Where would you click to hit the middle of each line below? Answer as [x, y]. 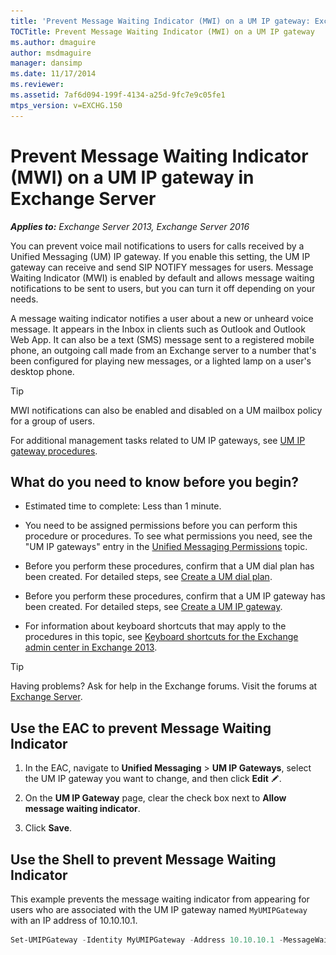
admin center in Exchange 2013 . [91, 647]
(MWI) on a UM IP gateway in [132, 177]
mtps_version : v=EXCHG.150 [66, 105]
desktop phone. [42, 371]
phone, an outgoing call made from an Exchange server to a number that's [163, 350]
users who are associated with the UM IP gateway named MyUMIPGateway [159, 909]
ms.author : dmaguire [53, 42]
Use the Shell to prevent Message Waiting [143, 859]
